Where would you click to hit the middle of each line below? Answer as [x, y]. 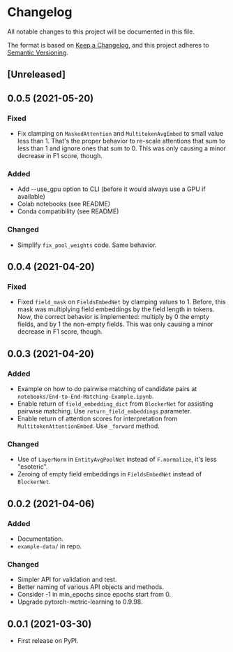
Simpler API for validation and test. [67, 580]
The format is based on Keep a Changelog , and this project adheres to [108, 45]
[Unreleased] [37, 75]
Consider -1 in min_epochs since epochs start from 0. [94, 595]
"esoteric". [32, 467]
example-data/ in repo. [50, 546]
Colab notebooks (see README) [63, 204]
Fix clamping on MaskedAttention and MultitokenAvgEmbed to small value [120, 134]
